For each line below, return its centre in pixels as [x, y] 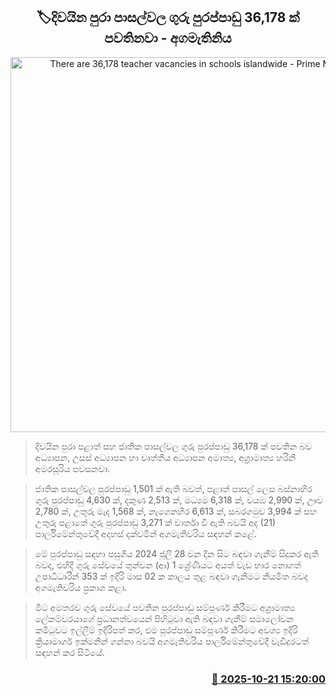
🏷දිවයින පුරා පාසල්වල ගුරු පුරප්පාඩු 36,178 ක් [168, 17]
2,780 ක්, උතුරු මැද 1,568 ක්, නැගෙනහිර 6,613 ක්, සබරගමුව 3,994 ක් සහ [176, 511]
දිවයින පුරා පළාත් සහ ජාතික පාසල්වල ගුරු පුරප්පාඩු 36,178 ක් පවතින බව [173, 446]
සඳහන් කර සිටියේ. [69, 652]
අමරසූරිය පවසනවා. [72, 468]
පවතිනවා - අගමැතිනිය [168, 38]
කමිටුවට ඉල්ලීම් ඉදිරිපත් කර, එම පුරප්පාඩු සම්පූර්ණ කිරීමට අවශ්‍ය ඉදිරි [166, 630]
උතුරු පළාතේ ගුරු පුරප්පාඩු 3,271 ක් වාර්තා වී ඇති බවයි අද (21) [155, 522]
